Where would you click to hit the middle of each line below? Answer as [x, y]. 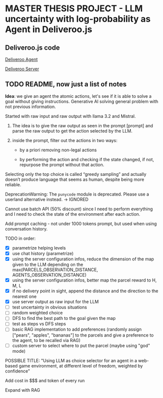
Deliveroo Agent [21, 59]
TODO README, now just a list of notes [66, 84]
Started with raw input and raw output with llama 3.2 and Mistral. [70, 116]
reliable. [13, 184]
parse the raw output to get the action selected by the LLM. [72, 131]
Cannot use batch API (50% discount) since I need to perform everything [79, 209]
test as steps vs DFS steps [39, 324]
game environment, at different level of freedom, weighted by [81, 366]
